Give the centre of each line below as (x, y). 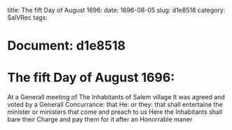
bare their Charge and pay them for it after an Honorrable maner (100, 120)
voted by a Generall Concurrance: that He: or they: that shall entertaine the (115, 105)
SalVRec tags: (27, 17)
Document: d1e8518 (67, 46)
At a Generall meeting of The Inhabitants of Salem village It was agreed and (116, 97)
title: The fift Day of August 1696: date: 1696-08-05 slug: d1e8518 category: (116, 10)
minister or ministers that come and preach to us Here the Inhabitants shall (115, 112)
